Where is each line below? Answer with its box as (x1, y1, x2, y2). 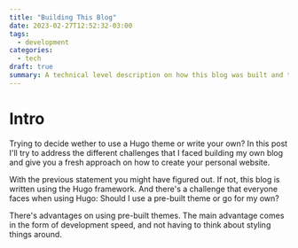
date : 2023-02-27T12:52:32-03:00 (9, 21, 133, 30)
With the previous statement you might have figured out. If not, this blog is (9, 174, 280, 184)
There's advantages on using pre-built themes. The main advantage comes (9, 210, 285, 221)
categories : (9, 46, 53, 55)
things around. (9, 229, 62, 239)
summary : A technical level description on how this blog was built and (9, 71, 284, 80)
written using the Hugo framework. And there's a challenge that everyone (9, 183, 278, 194)
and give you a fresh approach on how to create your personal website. (9, 157, 271, 167)
